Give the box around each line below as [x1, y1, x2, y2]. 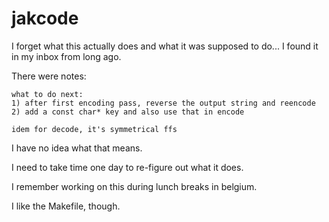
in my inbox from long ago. [11, 50, 122, 62]
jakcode [11, 7, 79, 30]
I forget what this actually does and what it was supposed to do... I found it [11, 40, 319, 52]
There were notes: [11, 70, 87, 82]
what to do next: [11, 89, 84, 99]
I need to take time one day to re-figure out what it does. [11, 161, 244, 173]
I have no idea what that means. [11, 142, 143, 154]
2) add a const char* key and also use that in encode [11, 107, 245, 117]
